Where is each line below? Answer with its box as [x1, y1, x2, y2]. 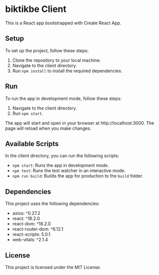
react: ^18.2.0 [12, 215, 40, 222]
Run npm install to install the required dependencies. [12, 68, 123, 74]
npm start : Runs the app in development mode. [12, 163, 109, 169]
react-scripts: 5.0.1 [12, 231, 51, 237]
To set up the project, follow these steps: [5, 47, 89, 53]
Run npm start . [12, 110, 43, 116]
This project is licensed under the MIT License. [5, 265, 101, 270]
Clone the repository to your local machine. [12, 57, 101, 63]
